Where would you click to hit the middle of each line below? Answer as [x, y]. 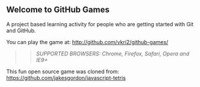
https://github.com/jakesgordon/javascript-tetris [66, 77]
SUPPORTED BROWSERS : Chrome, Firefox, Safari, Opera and [113, 54]
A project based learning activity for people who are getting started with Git [100, 24]
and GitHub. [21, 30]
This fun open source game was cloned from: [63, 72]
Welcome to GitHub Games [58, 10]
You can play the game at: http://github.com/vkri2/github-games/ [87, 42]
